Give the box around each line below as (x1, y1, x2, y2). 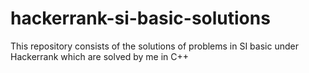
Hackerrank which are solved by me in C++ (10, 50, 189, 62)
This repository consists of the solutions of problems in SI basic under (10, 40, 299, 52)
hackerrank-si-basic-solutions (10, 7, 271, 30)
